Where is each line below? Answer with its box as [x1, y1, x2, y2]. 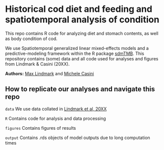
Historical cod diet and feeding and [5, 3, 153, 15]
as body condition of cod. [5, 36, 58, 42]
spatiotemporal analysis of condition [5, 14, 160, 25]
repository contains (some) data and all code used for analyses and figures [5, 55, 159, 61]
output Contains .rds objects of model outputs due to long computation [5, 135, 150, 141]
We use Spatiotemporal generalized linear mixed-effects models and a [5, 45, 149, 51]
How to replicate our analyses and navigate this [5, 85, 155, 94]
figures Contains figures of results [5, 125, 76, 131]
